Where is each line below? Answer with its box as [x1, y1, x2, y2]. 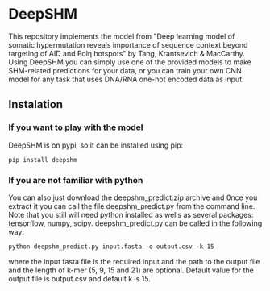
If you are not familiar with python [8, 174, 143, 185]
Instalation [8, 98, 63, 111]
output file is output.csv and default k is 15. [8, 273, 151, 283]
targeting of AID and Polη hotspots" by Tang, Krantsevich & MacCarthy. [8, 48, 246, 58]
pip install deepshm [8, 156, 78, 164]
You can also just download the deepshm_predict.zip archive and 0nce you [8, 193, 258, 202]
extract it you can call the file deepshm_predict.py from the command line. [8, 201, 255, 210]
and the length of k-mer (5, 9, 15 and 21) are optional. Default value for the [8, 265, 254, 275]
